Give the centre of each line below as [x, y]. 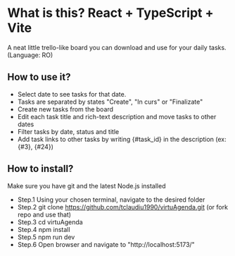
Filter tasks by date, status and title [68, 131]
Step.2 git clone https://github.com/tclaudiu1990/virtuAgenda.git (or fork [123, 207]
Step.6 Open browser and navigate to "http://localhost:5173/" [106, 244]
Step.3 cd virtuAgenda [50, 222]
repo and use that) [44, 214]
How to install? [40, 169]
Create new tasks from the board [65, 109]
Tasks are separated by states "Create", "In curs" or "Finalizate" [110, 102]
